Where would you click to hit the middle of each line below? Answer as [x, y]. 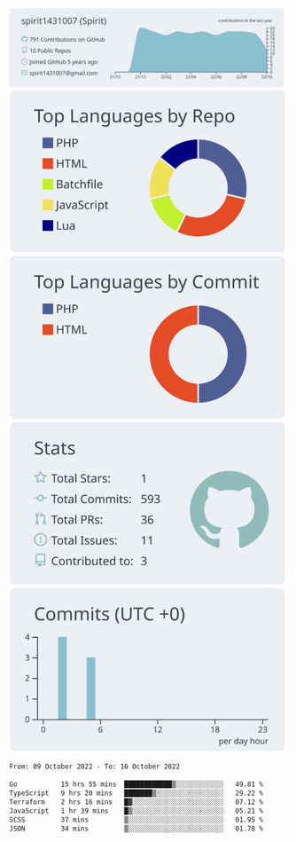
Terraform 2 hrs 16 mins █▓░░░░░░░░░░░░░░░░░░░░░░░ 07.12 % [136, 802]
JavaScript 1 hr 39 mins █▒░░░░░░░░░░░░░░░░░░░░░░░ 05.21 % [136, 811]
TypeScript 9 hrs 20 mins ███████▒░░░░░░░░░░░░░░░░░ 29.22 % [136, 793]
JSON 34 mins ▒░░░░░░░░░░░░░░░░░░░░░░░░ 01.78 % [136, 829]
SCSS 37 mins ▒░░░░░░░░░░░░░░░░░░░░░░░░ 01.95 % [136, 820]
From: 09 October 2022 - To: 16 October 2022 [94, 767]
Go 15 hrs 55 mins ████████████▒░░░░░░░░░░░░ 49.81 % [136, 784]
